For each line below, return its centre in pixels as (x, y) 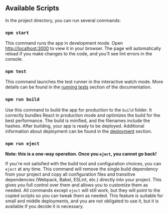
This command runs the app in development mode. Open (64, 43)
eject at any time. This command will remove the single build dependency (82, 169)
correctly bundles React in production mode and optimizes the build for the (83, 115)
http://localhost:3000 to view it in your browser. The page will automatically (83, 48)
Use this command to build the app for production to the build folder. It (78, 110)
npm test (16, 72)
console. (14, 59)
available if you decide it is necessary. (45, 206)
